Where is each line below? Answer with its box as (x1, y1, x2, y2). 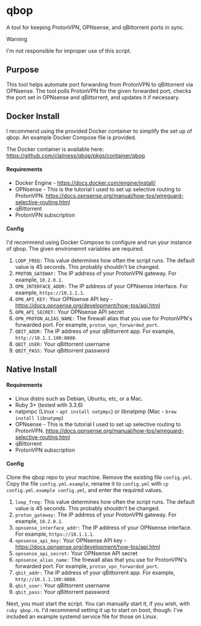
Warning (6, 35, 27, 42)
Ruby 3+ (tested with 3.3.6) (15, 401, 84, 409)
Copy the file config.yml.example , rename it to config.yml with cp (6, 479, 169, 487)
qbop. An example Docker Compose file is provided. (6, 134, 137, 141)
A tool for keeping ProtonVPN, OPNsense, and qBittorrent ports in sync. (6, 24, 185, 31)
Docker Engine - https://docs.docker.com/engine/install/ (15, 179, 156, 186)
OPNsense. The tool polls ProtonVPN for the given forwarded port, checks (6, 87, 192, 94)
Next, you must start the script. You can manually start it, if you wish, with (6, 600, 190, 607)
